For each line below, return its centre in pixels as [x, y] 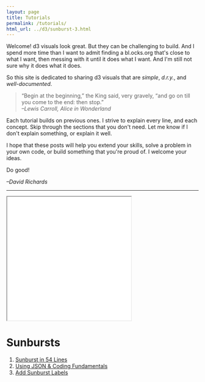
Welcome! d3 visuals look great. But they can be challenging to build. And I [100, 46]
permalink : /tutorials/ [37, 23]
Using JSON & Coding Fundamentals [61, 366]
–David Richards [27, 182]
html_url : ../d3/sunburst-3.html [49, 29]
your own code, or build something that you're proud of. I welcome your [97, 152]
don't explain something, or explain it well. [59, 133]
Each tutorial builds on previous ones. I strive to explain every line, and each [102, 121]
